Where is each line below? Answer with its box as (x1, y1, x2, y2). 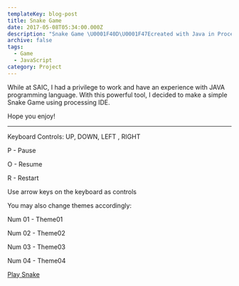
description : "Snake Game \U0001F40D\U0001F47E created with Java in (7, 30, 215, 38)
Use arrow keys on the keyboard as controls (7, 187, 137, 196)
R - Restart (7, 174, 39, 182)
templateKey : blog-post (7, 10, 78, 18)
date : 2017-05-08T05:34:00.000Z (7, 23, 103, 31)
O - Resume (7, 159, 43, 168)
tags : (7, 43, 23, 51)
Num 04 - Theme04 (7, 256, 66, 265)
